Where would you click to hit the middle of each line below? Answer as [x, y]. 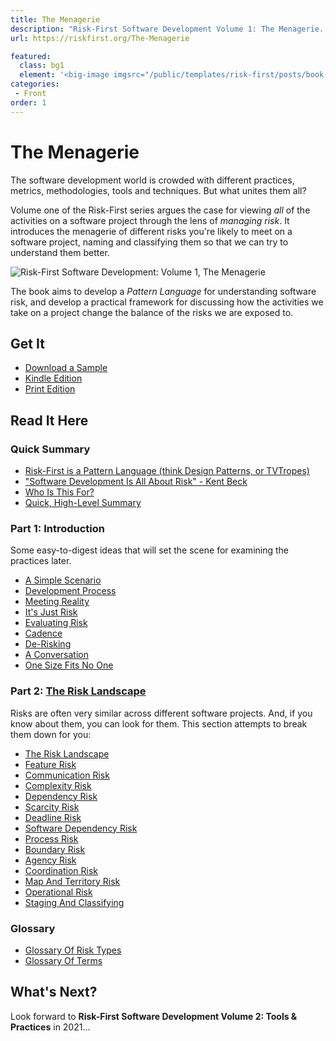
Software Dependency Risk [81, 828]
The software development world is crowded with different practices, [152, 180]
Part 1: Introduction [57, 528]
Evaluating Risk [56, 623]
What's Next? [54, 992]
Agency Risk [50, 860]
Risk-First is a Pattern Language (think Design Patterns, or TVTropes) [167, 471]
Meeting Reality [57, 602]
